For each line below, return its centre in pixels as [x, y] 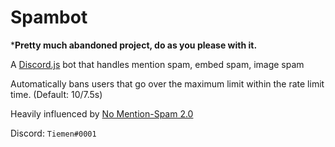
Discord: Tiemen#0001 [53, 133]
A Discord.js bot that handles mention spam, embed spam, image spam [157, 64]
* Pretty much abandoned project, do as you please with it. [134, 45]
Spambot [49, 17]
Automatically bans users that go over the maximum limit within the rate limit [167, 83]
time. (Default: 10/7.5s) [56, 94]
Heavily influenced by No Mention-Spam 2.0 [102, 113]
